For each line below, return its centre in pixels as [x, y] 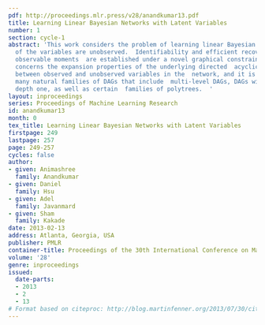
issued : [21, 272]
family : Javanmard [46, 206]
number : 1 [24, 30]
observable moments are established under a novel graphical [119, 60]
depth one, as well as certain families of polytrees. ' [114, 89]
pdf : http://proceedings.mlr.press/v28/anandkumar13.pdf [104, 15]
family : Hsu [35, 191]
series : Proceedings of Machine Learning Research [93, 103]
